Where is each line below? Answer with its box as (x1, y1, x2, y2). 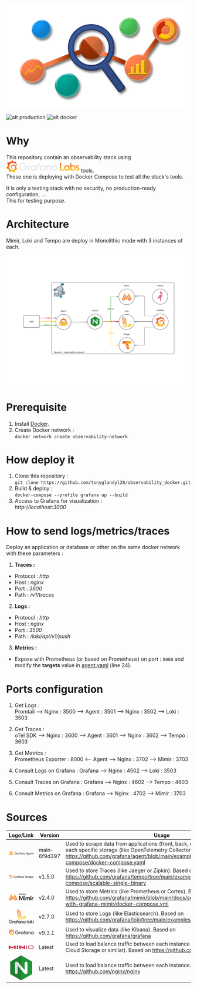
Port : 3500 (14, 627, 42, 634)
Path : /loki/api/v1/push (14, 633, 71, 640)
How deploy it (6, 453, 74, 466)
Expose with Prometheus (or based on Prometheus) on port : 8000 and (14, 655, 184, 662)
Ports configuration (6, 682, 104, 696)
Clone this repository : (14, 472, 69, 480)
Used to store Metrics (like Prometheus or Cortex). (65, 887, 187, 894)
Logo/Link (8, 832, 34, 839)
